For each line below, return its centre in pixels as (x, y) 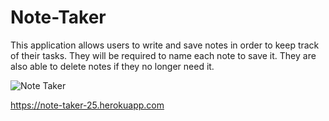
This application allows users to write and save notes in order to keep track (165, 45)
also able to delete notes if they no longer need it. (112, 66)
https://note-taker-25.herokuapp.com (87, 105)
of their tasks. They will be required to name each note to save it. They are (163, 55)
